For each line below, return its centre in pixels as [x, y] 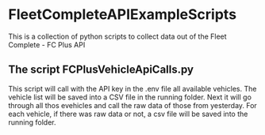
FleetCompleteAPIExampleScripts [122, 15]
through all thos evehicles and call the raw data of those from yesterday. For [133, 105]
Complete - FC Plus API [47, 44]
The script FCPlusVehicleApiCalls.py [101, 70]
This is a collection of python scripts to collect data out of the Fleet [118, 36]
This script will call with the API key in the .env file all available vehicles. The [132, 88]
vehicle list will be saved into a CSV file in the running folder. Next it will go [130, 97]
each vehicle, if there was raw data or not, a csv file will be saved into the [128, 114]
